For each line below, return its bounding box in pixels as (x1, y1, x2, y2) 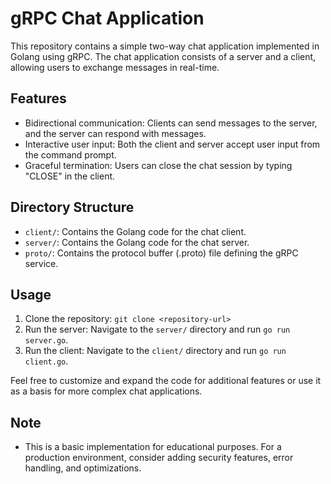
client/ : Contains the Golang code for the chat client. (24, 225, 247, 237)
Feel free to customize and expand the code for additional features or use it (10, 375, 322, 387)
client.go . (24, 355, 69, 367)
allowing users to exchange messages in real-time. (10, 61, 220, 73)
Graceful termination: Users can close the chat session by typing (24, 159, 293, 171)
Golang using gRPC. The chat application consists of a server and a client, (10, 50, 317, 62)
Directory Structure (10, 199, 135, 216)
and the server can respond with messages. (24, 127, 207, 139)
